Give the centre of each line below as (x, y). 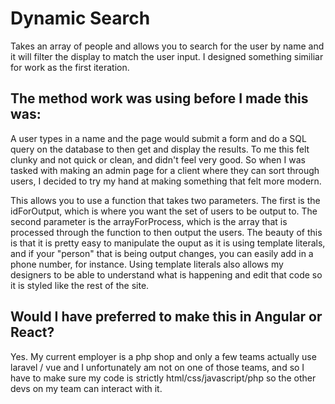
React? (32, 332)
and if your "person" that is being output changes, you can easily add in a (162, 253)
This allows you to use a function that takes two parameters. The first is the (165, 200)
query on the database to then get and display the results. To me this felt (160, 149)
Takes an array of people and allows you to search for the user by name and (167, 46)
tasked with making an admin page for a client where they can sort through (165, 170)
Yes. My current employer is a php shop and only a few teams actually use (163, 356)
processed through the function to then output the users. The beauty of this (166, 232)
